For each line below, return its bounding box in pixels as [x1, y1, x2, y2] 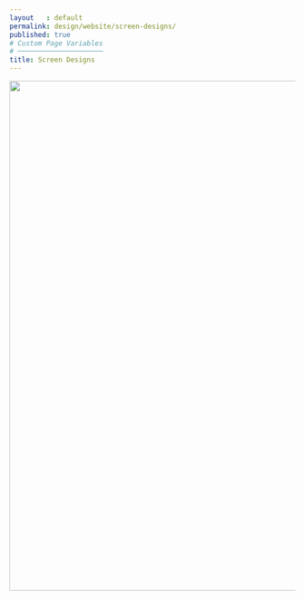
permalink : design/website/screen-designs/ [9, 22, 177, 31]
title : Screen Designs [9, 55, 95, 64]
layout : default [9, 13, 84, 23]
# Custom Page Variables [9, 38, 103, 48]
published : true [9, 30, 71, 39]
